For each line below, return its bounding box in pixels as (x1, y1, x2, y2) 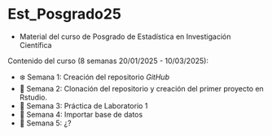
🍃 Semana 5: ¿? (19, 118, 72, 128)
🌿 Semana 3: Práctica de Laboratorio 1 (19, 100, 148, 110)
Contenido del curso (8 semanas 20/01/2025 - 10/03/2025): (7, 56, 209, 66)
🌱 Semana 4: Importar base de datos (19, 109, 143, 119)
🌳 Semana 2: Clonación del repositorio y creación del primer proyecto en (19, 83, 264, 93)
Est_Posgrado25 (7, 5, 121, 23)
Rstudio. (19, 92, 48, 102)
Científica (19, 40, 52, 49)
